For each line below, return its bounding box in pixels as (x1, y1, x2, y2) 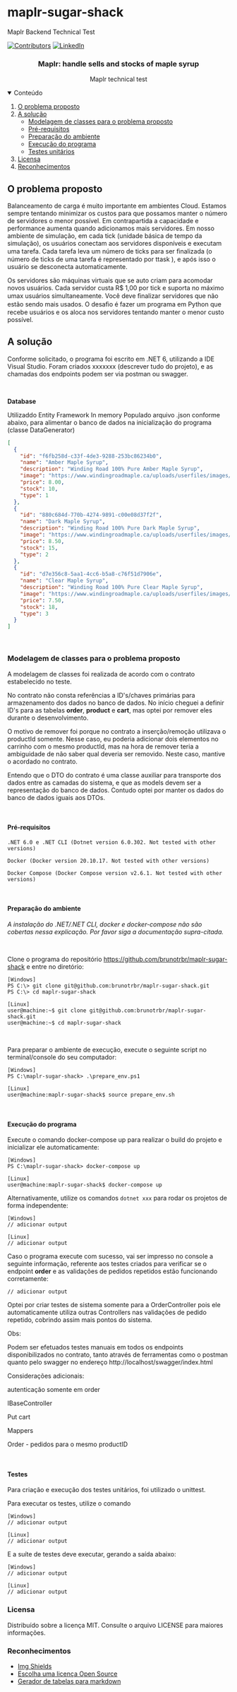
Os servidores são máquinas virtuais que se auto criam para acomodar (7, 276, 213, 285)
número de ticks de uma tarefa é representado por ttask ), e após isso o (7, 255, 217, 263)
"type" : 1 (20, 491, 49, 499)
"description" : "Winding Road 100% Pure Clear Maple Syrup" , (20, 584, 203, 591)
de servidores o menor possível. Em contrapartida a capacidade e (7, 217, 199, 225)
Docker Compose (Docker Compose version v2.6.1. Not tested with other (7, 869, 222, 876)
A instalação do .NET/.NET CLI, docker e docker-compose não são (7, 919, 202, 929)
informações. (7, 1628, 46, 1637)
